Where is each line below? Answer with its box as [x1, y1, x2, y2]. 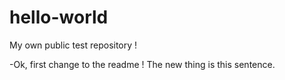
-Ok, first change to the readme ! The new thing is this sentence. [9, 58, 276, 70]
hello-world [9, 6, 109, 29]
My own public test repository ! [9, 39, 138, 51]
